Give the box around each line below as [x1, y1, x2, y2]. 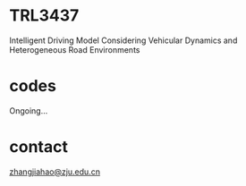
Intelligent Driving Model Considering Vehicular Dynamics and [9, 35, 238, 46]
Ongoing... [9, 105, 48, 116]
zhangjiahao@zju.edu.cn [9, 166, 101, 177]
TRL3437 [9, 5, 80, 26]
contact [9, 137, 69, 157]
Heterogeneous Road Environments [9, 44, 140, 55]
